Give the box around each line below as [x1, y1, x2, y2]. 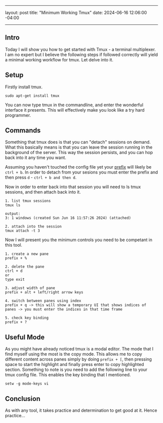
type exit [5, 277, 25, 282]
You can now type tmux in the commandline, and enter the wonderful [5, 102, 144, 108]
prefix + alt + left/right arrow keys [5, 290, 83, 295]
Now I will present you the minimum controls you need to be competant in [5, 237, 153, 243]
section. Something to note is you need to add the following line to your [5, 366, 147, 373]
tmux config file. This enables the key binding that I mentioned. [5, 372, 131, 378]
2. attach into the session [5, 224, 62, 229]
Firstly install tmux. [5, 84, 43, 90]
